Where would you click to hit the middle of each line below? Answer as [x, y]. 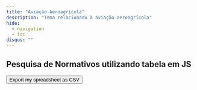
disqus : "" [20, 40]
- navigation [28, 29]
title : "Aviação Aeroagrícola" [45, 12]
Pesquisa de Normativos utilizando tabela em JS [99, 64]
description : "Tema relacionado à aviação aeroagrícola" [79, 18]
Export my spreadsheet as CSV [44, 79]
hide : [13, 23]
